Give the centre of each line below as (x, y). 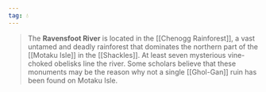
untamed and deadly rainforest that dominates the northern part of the (143, 46)
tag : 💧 (19, 15)
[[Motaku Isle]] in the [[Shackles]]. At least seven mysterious (127, 55)
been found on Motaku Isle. (72, 80)
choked (40, 63)
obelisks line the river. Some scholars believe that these (145, 63)
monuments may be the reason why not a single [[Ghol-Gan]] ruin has (142, 71)
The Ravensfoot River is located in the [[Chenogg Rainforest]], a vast (141, 38)
